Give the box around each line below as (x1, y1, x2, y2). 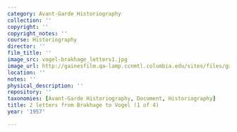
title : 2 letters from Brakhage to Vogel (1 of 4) (7, 102, 159, 109)
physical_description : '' (7, 82, 83, 89)
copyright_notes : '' (7, 29, 68, 37)
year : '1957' (7, 108, 46, 115)
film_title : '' (7, 50, 52, 57)
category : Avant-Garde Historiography (7, 10, 121, 18)
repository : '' (7, 88, 52, 95)
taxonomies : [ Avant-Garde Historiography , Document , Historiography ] (7, 95, 217, 103)
